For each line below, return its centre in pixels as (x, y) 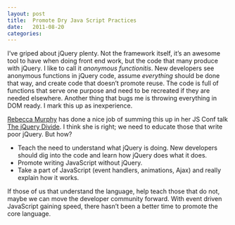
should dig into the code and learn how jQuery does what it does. (112, 155)
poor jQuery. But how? (40, 134)
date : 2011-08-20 (36, 27)
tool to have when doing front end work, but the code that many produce (113, 61)
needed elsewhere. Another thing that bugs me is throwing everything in (112, 98)
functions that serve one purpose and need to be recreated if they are (109, 91)
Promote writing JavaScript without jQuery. (80, 163)
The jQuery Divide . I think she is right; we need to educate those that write (115, 127)
